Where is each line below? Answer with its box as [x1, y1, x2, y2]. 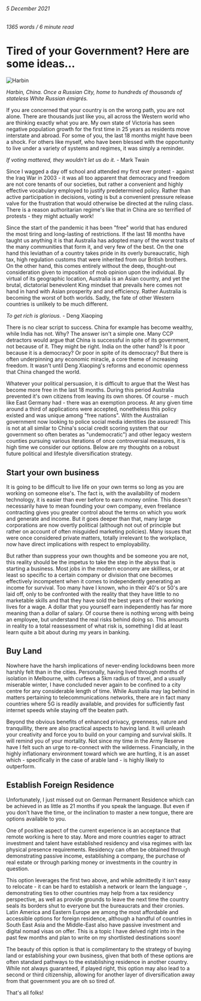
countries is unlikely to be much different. [6, 300, 109, 308]
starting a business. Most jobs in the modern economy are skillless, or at [6, 565, 185, 572]
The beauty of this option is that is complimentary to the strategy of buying [6, 945, 191, 952]
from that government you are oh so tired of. [6, 977, 115, 984]
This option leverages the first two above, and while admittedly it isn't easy [6, 876, 191, 884]
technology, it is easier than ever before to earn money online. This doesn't [6, 496, 191, 503]
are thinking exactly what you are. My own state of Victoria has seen [6, 119, 175, 126]
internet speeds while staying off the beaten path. [6, 706, 129, 713]
